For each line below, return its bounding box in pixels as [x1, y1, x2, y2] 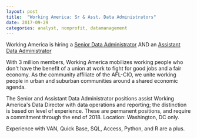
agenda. [6, 83, 26, 91]
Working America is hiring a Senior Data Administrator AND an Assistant [6, 41, 181, 48]
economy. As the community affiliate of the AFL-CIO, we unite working [6, 71, 176, 78]
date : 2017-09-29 [6, 19, 49, 25]
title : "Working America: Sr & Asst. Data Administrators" [6, 14, 157, 20]
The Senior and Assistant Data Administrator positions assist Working [6, 95, 175, 102]
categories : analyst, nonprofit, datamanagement [6, 25, 128, 31]
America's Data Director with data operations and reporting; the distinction [6, 101, 187, 109]
